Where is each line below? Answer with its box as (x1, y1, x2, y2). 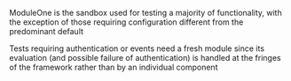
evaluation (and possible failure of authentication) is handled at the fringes (9, 53, 281, 63)
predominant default (9, 26, 84, 36)
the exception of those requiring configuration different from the (9, 17, 244, 27)
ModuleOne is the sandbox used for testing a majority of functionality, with (9, 8, 282, 18)
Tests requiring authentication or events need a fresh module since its (9, 43, 264, 54)
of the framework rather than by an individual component (9, 62, 218, 72)
